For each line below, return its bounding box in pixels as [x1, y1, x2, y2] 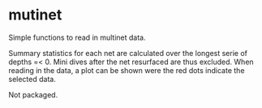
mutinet [8, 6, 62, 24]
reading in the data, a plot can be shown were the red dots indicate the [8, 65, 245, 75]
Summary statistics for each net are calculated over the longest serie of [8, 48, 248, 58]
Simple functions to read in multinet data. [8, 32, 146, 42]
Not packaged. [8, 89, 58, 99]
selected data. [8, 74, 57, 84]
